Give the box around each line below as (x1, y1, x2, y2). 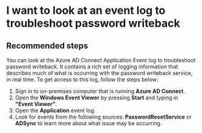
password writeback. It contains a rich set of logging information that (6, 63, 178, 70)
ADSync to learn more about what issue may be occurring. (15, 120, 162, 127)
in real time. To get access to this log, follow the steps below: (6, 76, 158, 83)
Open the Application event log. (15, 107, 96, 114)
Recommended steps (6, 41, 88, 51)
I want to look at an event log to (6, 4, 166, 18)
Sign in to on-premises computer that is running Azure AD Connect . (15, 88, 186, 94)
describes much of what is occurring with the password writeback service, (6, 70, 193, 76)
